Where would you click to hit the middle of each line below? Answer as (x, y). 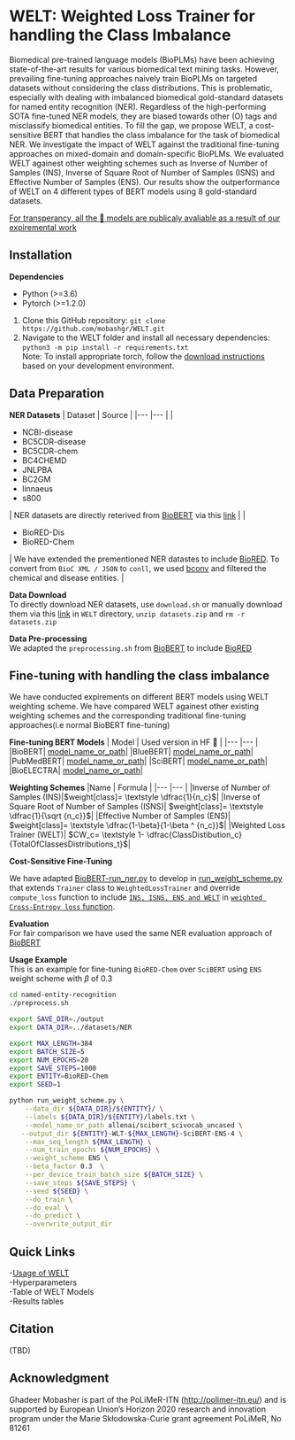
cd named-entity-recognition (63, 995)
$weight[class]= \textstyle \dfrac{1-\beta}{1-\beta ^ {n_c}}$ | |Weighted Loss (147, 825)
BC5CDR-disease (54, 441)
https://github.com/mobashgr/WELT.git (93, 329)
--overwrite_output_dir (69, 1224)
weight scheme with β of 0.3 (61, 979)
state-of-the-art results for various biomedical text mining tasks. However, (144, 69)
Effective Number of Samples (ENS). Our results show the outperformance (145, 182)
